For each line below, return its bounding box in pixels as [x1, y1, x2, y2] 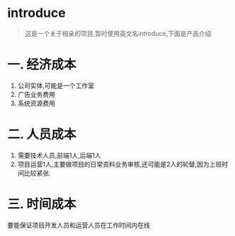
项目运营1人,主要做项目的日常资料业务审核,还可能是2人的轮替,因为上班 [17, 160, 222, 168]
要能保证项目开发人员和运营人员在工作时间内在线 [7, 220, 150, 229]
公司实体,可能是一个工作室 [17, 81, 94, 90]
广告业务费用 [17, 90, 55, 98]
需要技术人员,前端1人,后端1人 [17, 151, 101, 160]
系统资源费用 [17, 99, 55, 107]
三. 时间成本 [7, 196, 76, 212]
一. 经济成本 [7, 57, 76, 73]
